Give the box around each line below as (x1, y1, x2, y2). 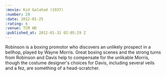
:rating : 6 (5, 21, 28, 26)
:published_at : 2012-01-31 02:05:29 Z (5, 30, 86, 35)
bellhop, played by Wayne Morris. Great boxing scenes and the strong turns (5, 49, 161, 55)
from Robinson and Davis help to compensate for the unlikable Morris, (5, 55, 149, 60)
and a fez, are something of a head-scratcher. (5, 65, 100, 71)
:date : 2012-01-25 (5, 16, 43, 21)
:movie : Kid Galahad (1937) (5, 7, 64, 12)
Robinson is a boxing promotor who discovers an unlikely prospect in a (5, 44, 151, 50)
